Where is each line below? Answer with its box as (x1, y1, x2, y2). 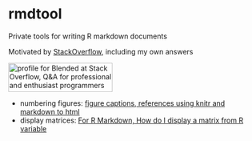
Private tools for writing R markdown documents (8, 31, 168, 41)
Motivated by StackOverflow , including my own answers (8, 46, 194, 56)
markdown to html (19, 107, 80, 116)
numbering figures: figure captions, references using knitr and (19, 98, 226, 108)
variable (19, 123, 47, 133)
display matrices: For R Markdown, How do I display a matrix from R (19, 115, 244, 125)
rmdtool (8, 5, 62, 23)
